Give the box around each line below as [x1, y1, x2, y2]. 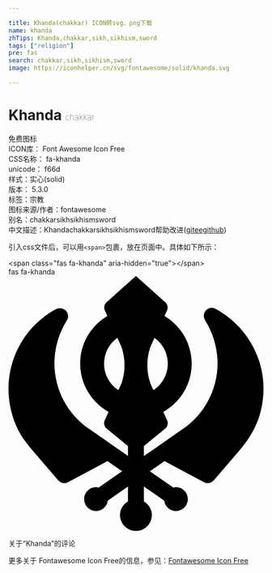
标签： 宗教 [8, 194, 45, 204]
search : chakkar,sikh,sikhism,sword [8, 57, 132, 65]
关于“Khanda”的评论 [8, 538, 76, 548]
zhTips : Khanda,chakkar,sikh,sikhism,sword [8, 34, 158, 42]
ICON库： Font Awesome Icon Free [8, 143, 125, 154]
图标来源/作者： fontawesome [8, 204, 107, 214]
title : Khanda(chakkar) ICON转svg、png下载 [8, 19, 152, 27]
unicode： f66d [8, 163, 61, 174]
